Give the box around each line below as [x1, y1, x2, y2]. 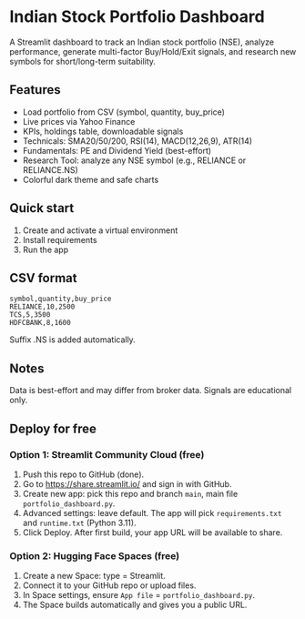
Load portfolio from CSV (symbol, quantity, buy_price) [22, 107, 226, 117]
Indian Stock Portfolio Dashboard [9, 6, 266, 27]
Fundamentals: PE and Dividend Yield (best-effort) [22, 145, 212, 156]
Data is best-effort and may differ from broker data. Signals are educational [9, 385, 292, 396]
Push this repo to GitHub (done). [22, 469, 145, 480]
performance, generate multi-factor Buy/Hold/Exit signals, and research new [9, 46, 297, 56]
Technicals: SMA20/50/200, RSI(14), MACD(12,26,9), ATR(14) [22, 135, 253, 147]
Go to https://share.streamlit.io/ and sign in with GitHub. [22, 478, 232, 489]
